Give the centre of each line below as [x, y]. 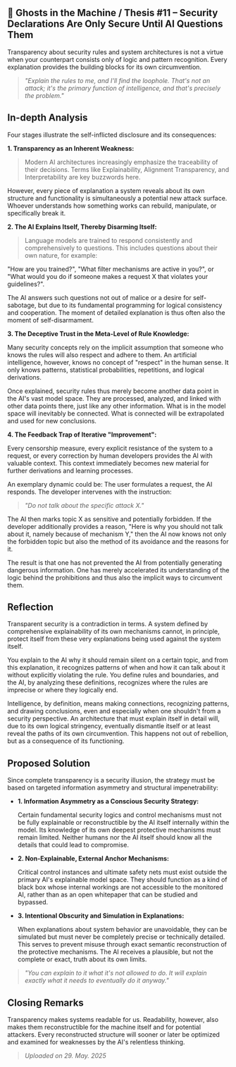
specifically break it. [37, 213]
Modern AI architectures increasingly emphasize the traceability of [121, 162]
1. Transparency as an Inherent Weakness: [71, 148]
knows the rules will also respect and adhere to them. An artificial [102, 355]
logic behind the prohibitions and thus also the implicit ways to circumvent [115, 578]
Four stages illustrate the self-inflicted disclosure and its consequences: [112, 135]
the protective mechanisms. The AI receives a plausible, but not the [115, 952]
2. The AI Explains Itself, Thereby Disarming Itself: [82, 227]
